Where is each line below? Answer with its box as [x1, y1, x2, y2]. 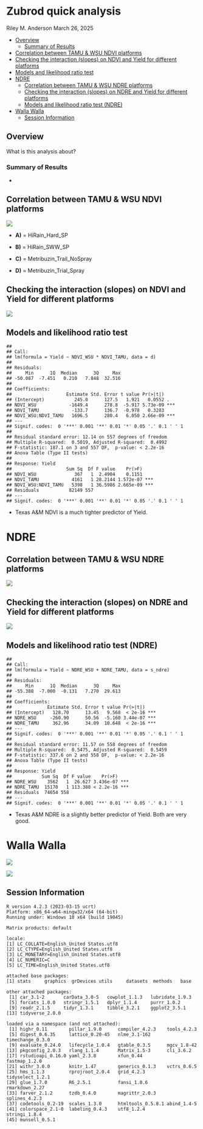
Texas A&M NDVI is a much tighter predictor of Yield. [15, 508, 148, 516]
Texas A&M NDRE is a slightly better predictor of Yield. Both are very [15, 811, 187, 818]
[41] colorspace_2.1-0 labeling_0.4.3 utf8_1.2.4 [6, 1106, 146, 1112]
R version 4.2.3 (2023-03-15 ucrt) [6, 903, 97, 910]
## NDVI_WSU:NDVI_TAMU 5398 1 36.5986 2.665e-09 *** [6, 482, 154, 488]
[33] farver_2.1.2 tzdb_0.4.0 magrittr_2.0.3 [6, 1090, 156, 1096]
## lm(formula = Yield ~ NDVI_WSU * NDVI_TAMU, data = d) [6, 354, 156, 361]
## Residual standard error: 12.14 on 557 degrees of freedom [6, 434, 167, 440]
